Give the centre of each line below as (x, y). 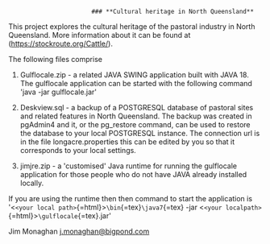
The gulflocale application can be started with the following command (136, 83)
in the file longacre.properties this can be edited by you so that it (127, 142)
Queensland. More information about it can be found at (100, 35)
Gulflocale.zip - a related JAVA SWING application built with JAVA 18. (135, 75)
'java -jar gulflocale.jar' (58, 92)
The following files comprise (56, 59)
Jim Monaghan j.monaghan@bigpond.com (79, 231)
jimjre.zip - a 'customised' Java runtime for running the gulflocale (129, 166)
